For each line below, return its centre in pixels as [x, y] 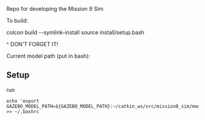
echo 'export [23, 101]
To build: [17, 20]
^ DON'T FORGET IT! [32, 44]
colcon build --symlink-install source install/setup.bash [75, 32]
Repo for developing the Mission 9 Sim [55, 9]
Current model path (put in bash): [48, 56]
